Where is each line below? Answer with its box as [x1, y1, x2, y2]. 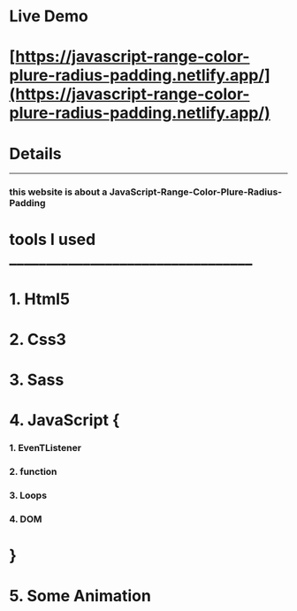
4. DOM [9, 513, 42, 525]
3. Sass [9, 370, 65, 390]
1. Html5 [9, 289, 71, 309]
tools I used [9, 230, 96, 249]
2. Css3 [9, 329, 66, 349]
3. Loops [9, 489, 47, 501]
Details [9, 143, 62, 164]
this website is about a [9, 186, 108, 198]
